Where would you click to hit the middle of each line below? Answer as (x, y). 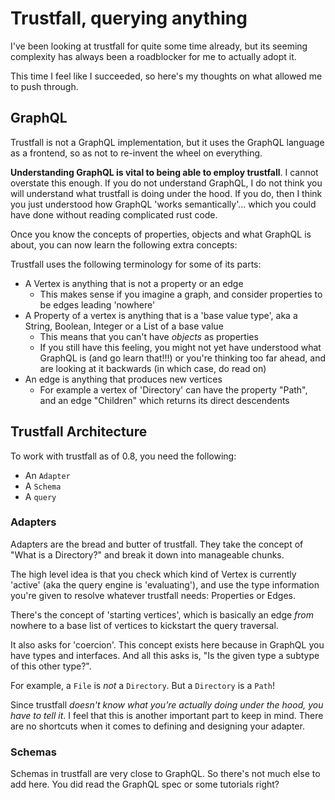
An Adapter (47, 475)
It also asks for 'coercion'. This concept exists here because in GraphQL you (167, 644)
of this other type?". (51, 666)
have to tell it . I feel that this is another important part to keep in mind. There (167, 715)
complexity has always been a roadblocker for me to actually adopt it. (153, 56)
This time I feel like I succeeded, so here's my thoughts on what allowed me (166, 76)
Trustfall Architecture (79, 432)
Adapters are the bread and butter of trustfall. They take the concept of (157, 544)
